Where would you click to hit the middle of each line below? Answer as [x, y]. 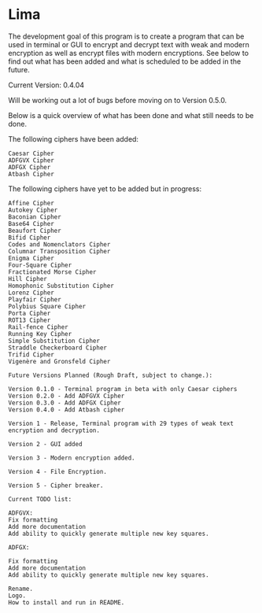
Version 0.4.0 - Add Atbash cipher [66, 410]
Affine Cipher [31, 203]
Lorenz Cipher [31, 293]
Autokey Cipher [33, 210]
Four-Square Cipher [40, 265]
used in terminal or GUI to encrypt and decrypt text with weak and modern [129, 44]
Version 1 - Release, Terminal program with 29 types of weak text [121, 423]
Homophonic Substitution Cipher [61, 286]
